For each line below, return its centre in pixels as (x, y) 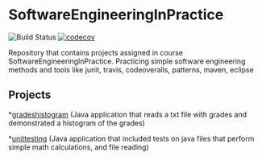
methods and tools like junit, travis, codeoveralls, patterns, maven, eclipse (131, 69)
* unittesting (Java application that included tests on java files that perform (131, 138)
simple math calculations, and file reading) (79, 147)
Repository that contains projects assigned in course (96, 52)
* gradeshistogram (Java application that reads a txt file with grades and (128, 114)
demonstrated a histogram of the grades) (77, 123)
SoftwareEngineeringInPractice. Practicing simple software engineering (127, 61)
